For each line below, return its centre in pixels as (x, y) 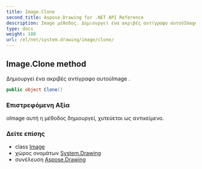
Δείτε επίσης (26, 134)
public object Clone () (35, 90)
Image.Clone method (46, 64)
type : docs (20, 29)
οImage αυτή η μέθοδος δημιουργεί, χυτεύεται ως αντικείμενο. (85, 118)
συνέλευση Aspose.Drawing (50, 159)
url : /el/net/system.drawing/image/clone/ (60, 40)
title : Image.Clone (31, 12)
